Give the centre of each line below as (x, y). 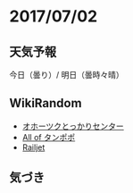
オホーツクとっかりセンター (73, 126)
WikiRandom (46, 103)
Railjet (33, 147)
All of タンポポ (49, 137)
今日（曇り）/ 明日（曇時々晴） (66, 75)
